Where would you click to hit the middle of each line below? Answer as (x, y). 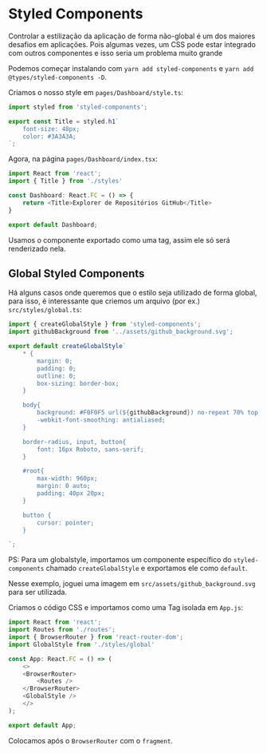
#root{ (33, 471)
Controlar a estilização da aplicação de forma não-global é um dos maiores (132, 36)
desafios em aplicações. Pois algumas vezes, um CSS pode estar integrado (132, 44)
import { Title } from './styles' (66, 181)
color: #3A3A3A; (50, 137)
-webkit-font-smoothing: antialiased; (101, 420)
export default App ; (43, 725)
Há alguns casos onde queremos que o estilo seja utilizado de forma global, (133, 293)
